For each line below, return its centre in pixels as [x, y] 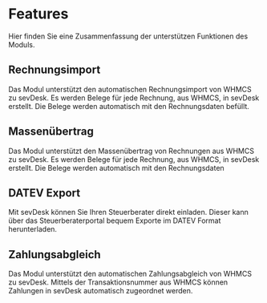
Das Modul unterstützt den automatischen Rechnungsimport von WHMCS [130, 89]
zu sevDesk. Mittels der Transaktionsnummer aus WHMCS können [118, 282]
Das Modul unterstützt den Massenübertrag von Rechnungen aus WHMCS [131, 151]
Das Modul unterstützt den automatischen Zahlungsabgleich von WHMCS [130, 274]
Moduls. [22, 44]
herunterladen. [33, 229]
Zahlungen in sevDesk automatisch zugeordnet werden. [101, 291]
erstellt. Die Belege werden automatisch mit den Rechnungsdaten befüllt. [129, 106]
